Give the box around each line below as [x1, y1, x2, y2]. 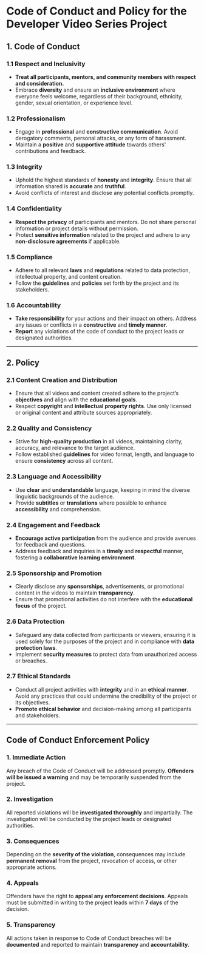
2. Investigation [6, 795, 53, 803]
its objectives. [15, 698, 50, 706]
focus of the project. [15, 602, 67, 610]
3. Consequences [6, 837, 59, 845]
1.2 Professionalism [6, 114, 66, 123]
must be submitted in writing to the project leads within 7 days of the [6, 899, 178, 906]
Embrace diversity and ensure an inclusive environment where [15, 86, 175, 94]
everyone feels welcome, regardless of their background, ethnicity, [15, 92, 183, 100]
